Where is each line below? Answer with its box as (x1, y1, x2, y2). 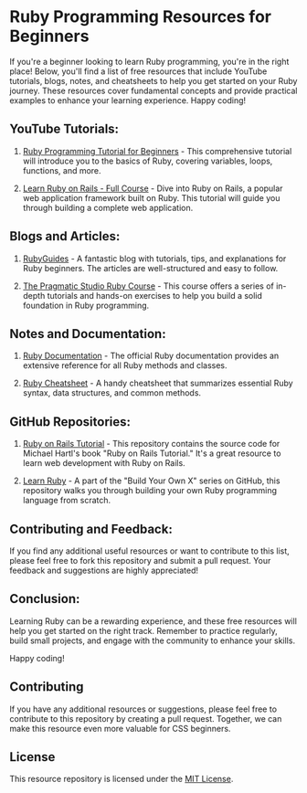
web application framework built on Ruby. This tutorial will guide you (22, 192, 281, 203)
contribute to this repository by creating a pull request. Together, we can (9, 713, 282, 724)
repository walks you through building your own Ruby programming (22, 485, 277, 496)
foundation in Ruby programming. (22, 300, 150, 311)
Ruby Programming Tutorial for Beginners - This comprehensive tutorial (22, 145, 292, 156)
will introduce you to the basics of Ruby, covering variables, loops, (22, 155, 273, 166)
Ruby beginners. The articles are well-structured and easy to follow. (22, 262, 279, 273)
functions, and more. (22, 164, 102, 175)
